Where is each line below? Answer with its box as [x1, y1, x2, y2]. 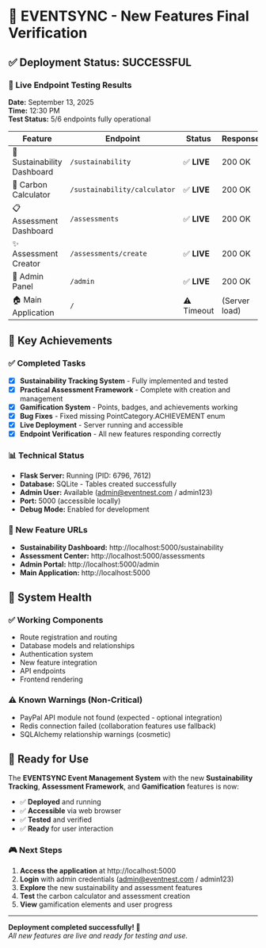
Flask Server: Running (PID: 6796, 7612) [19, 471, 152, 481]
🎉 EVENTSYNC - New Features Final [8, 7, 249, 25]
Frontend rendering [19, 674, 83, 685]
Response [221, 132, 260, 144]
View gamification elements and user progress [19, 900, 173, 909]
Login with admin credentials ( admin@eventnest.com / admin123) [19, 874, 234, 884]
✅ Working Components [8, 614, 104, 625]
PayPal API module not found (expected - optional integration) [19, 712, 223, 722]
